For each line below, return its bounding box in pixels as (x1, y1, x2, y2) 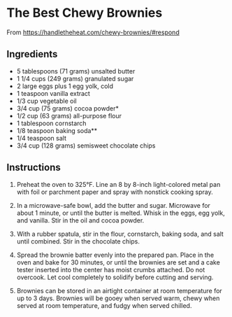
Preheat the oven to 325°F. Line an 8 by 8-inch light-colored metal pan (16, 180, 221, 188)
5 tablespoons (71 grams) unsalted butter (16, 66, 136, 75)
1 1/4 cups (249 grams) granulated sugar (16, 74, 134, 83)
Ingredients (6, 48, 58, 60)
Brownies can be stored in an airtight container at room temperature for (16, 286, 223, 295)
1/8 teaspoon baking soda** (16, 126, 98, 134)
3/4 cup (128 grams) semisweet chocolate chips (16, 141, 156, 150)
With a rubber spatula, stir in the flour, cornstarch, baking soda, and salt (16, 230, 224, 238)
